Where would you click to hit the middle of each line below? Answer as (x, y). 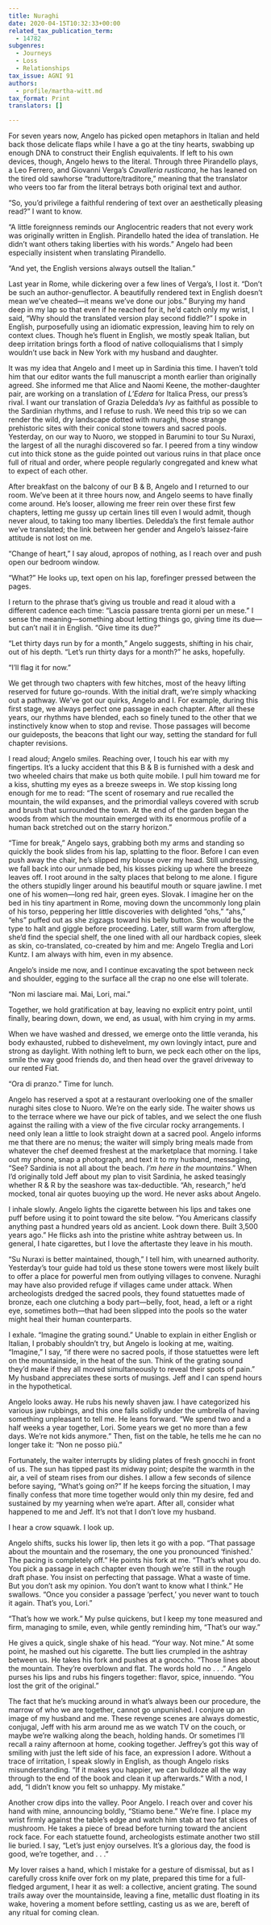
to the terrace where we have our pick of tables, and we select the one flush (135, 1117)
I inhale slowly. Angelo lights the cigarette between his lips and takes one (130, 1210)
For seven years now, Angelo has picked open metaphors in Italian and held (134, 136)
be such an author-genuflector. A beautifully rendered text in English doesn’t (135, 293)
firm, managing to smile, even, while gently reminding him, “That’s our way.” (134, 1627)
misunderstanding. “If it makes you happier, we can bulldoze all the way (127, 1770)
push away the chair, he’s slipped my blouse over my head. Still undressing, (134, 860)
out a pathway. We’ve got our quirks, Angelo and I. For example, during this (133, 700)
